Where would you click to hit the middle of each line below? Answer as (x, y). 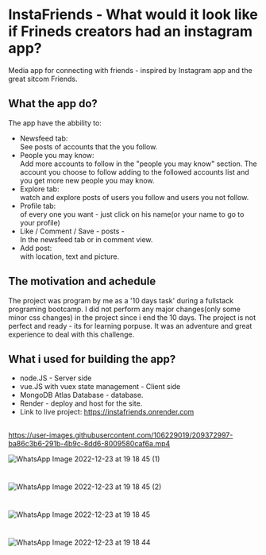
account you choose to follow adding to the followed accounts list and (134, 172)
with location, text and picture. (69, 256)
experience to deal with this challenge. (71, 334)
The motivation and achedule (82, 281)
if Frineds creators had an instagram (130, 31)
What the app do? (53, 104)
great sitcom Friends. (43, 79)
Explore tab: (39, 189)
